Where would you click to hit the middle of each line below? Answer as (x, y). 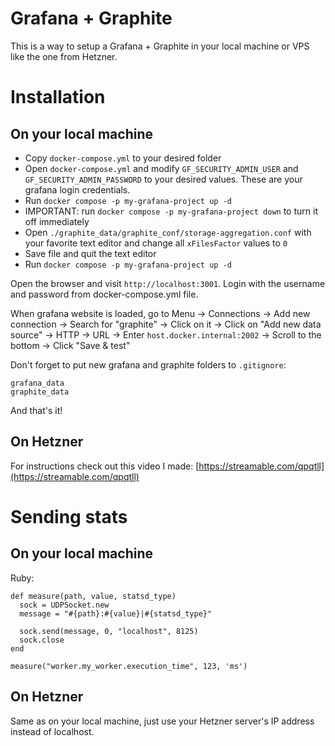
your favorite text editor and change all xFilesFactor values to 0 (156, 243)
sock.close (42, 640)
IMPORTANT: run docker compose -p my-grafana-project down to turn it (171, 211)
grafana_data (37, 383)
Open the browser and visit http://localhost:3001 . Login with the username (168, 283)
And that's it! (36, 410)
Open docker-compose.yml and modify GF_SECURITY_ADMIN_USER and (161, 168)
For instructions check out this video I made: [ (105, 466)
